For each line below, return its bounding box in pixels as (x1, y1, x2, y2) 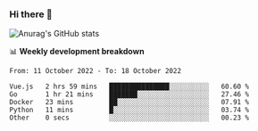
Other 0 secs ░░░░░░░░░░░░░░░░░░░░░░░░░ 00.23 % (9, 113, 250, 123)
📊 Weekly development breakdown (9, 46, 145, 57)
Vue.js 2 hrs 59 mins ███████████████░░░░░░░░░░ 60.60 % (9, 82, 250, 92)
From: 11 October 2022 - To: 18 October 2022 (9, 67, 181, 76)
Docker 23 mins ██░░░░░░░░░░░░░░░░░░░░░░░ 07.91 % (9, 98, 250, 107)
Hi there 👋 (9, 8, 54, 20)
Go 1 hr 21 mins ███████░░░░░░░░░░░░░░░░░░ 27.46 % (9, 90, 250, 99)
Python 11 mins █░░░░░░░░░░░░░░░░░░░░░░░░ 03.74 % (9, 106, 250, 115)
